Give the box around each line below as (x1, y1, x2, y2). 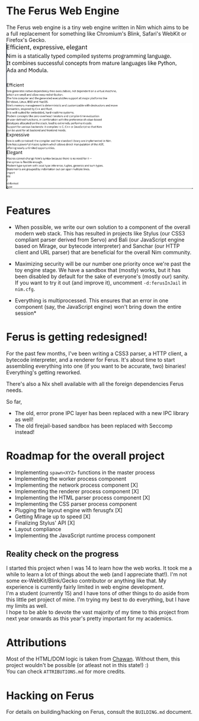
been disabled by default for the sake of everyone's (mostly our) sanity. (14, 273, 190, 280)
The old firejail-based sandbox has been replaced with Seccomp (14, 422, 173, 429)
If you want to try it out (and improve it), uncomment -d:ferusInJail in (14, 279, 187, 286)
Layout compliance (14, 525, 62, 532)
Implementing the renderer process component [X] (14, 487, 139, 495)
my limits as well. (6, 602, 48, 610)
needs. (6, 387, 23, 394)
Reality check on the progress (6, 548, 119, 559)
